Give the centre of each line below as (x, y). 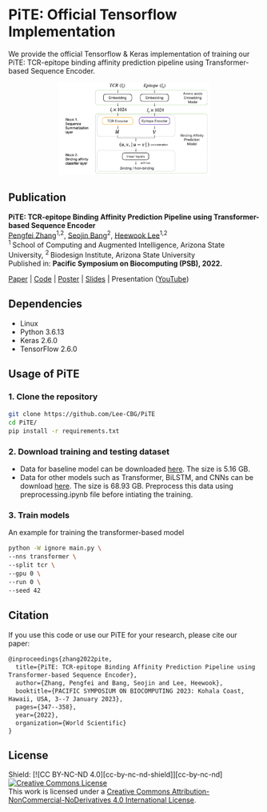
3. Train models (39, 515)
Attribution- (191, 792)
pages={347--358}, (46, 707)
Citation (29, 616)
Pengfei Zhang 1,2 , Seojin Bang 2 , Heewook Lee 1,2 (88, 234)
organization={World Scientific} (71, 723)
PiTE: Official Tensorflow (93, 15)
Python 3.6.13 (42, 332)
